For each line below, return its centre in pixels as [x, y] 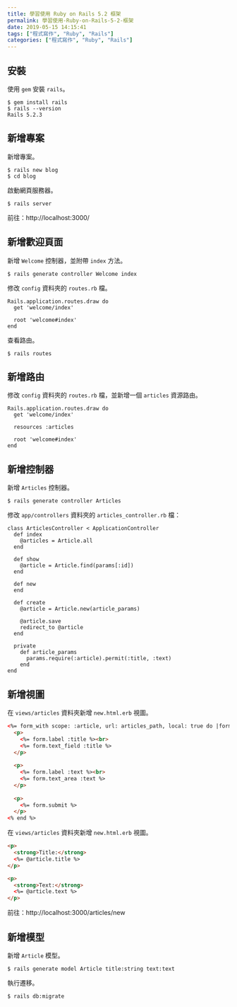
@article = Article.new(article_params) [80, 609]
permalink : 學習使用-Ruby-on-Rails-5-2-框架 [71, 21]
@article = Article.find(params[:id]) [77, 566]
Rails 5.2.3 [25, 115]
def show [26, 560]
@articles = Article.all [56, 541]
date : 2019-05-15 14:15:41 [47, 27]
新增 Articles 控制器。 [41, 488]
